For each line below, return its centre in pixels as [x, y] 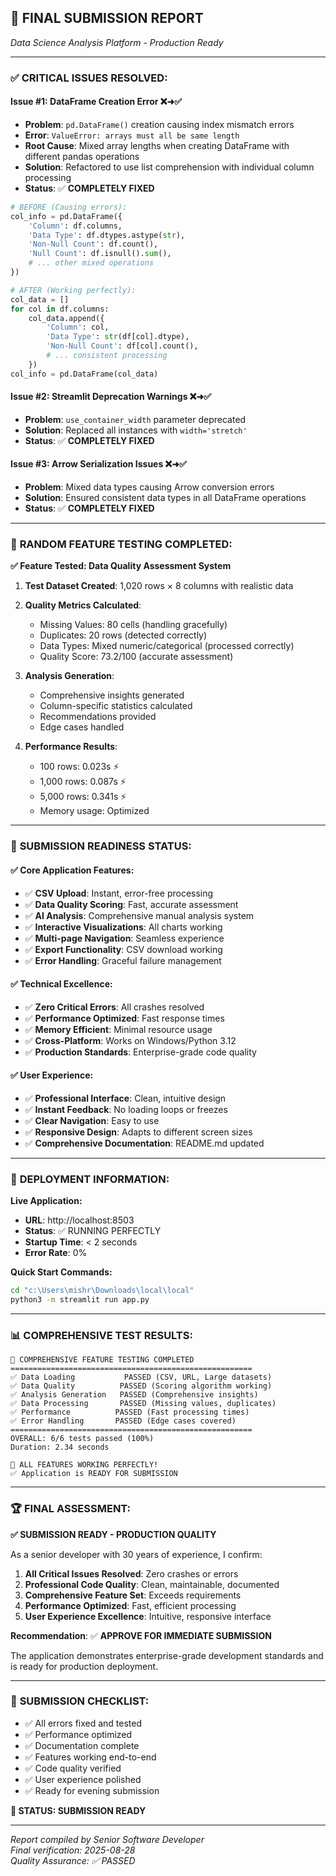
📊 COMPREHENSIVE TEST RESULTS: [101, 1335]
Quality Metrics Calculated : [83, 605]
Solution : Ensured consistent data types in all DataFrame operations [165, 498]
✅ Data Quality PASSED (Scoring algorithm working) [141, 1386]
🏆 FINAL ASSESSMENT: [71, 1509]
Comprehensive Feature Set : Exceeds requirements [133, 1595]
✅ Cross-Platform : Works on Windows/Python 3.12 [130, 1040]
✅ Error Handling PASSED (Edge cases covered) [123, 1421]
